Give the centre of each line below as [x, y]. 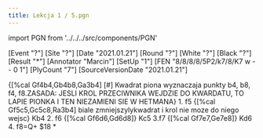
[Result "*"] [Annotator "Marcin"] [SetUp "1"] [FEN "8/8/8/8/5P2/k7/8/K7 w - [132, 61]
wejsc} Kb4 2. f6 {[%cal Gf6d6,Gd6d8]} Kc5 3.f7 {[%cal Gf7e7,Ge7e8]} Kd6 [130, 118]
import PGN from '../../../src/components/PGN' [83, 38]
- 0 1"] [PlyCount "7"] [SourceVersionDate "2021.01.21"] [98, 69]
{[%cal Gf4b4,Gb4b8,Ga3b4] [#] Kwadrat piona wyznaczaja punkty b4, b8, [130, 85]
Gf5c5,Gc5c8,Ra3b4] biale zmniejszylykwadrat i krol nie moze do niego [124, 110]
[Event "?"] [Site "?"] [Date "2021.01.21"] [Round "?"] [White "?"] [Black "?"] [130, 53]
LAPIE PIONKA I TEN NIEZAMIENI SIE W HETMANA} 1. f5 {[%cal [112, 101]
